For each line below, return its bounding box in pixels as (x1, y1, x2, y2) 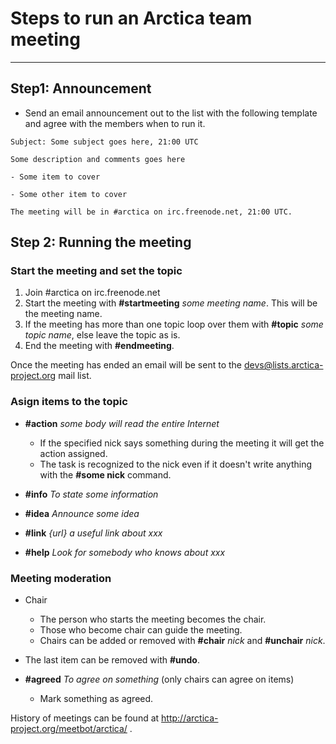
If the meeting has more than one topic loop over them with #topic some (24, 318, 324, 331)
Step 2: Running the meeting (10, 234, 192, 251)
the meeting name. (24, 308, 103, 320)
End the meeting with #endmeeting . (24, 340, 175, 352)
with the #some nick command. (39, 468, 172, 481)
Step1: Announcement (10, 80, 152, 97)
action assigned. (39, 447, 108, 459)
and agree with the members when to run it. (24, 117, 206, 129)
